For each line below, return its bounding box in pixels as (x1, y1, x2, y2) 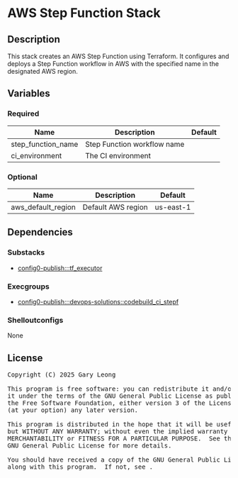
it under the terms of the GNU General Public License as (7, 392, 213, 400)
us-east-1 (154, 202, 191, 212)
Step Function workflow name (84, 139, 185, 149)
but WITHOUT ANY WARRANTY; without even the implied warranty (7, 428, 228, 435)
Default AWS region (82, 202, 148, 212)
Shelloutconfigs (7, 315, 64, 325)
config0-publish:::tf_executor (17, 264, 103, 272)
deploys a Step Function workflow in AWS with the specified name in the (7, 60, 220, 68)
